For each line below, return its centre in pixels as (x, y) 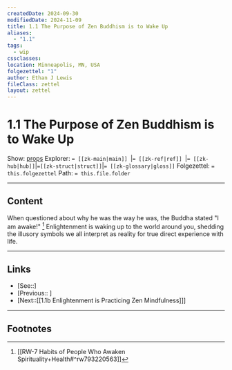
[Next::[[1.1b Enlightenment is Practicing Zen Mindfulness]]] (101, 300)
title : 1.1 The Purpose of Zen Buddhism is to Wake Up (88, 26)
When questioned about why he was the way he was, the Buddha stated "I (113, 217)
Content (25, 201)
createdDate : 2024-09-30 (43, 13)
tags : (15, 46)
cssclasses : (24, 59)
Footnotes (29, 329)
